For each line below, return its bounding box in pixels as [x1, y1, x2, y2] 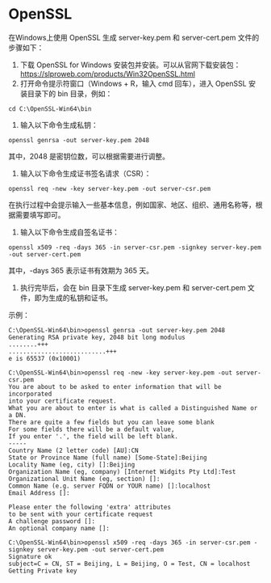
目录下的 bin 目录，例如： [27, 88, 113, 98]
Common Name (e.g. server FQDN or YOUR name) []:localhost [8, 482, 211, 490]
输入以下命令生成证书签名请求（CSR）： [19, 168, 152, 178]
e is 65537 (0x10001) [8, 354, 81, 362]
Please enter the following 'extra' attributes [8, 503, 172, 511]
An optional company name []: [8, 524, 110, 532]
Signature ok [8, 552, 52, 560]
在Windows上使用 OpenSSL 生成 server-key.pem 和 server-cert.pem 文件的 [8, 32, 260, 42]
